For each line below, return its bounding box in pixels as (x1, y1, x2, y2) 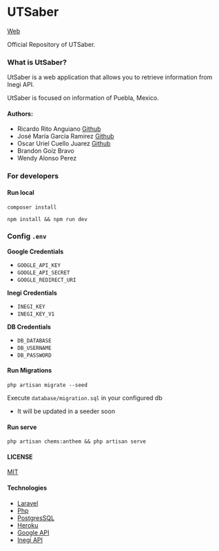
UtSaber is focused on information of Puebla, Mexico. (7, 94, 160, 102)
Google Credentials (7, 247, 64, 256)
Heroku (17, 521, 39, 529)
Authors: (7, 110, 33, 118)
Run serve (7, 423, 37, 431)
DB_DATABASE (17, 337, 52, 344)
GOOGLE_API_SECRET (17, 269, 70, 276)
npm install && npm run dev (7, 216, 88, 222)
